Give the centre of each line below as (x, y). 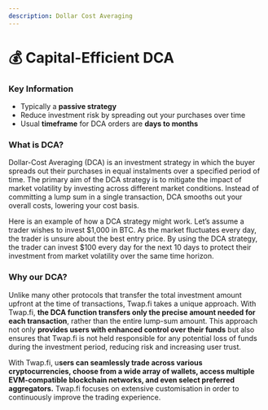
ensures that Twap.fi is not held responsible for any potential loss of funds (133, 338)
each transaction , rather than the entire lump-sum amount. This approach (133, 321)
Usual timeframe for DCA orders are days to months (109, 124)
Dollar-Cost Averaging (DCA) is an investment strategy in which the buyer (132, 163)
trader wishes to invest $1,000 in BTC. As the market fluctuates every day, (132, 230)
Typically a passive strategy (68, 107)
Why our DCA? (38, 277)
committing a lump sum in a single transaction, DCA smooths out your (125, 197)
